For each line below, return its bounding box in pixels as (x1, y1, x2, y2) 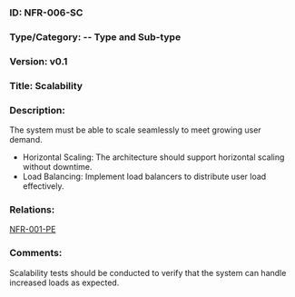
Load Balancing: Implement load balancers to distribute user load (22, 171, 267, 182)
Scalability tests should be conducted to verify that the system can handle (9, 267, 287, 278)
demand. (9, 134, 43, 144)
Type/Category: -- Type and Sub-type (9, 30, 182, 43)
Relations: (9, 203, 55, 215)
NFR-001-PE (9, 224, 56, 235)
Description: (9, 104, 65, 116)
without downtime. (22, 161, 93, 172)
